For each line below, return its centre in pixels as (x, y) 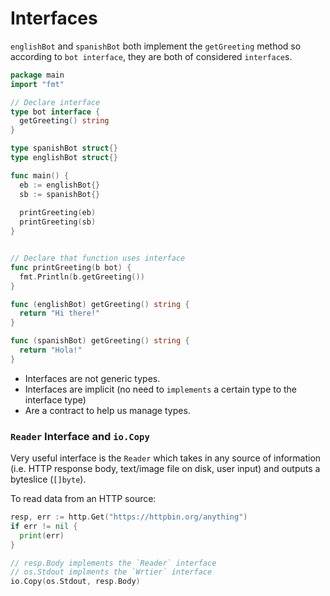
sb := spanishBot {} (60, 194)
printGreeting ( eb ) (58, 213)
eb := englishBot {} (60, 185)
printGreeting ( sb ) (58, 222)
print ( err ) (42, 535)
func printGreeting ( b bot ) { (71, 267)
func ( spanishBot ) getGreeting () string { (100, 341)
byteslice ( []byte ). (48, 479)
